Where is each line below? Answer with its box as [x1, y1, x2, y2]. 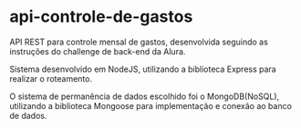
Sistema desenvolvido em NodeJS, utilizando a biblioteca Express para [9, 64, 276, 74]
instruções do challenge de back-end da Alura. [9, 45, 186, 56]
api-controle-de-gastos [9, 6, 193, 27]
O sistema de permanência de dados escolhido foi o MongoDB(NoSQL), [9, 91, 280, 102]
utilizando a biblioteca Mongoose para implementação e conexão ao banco [9, 100, 292, 111]
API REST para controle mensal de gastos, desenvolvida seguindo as [9, 36, 269, 47]
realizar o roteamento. [9, 73, 93, 84]
